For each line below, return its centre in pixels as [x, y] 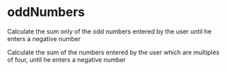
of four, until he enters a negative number [67, 59]
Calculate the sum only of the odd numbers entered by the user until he [110, 31]
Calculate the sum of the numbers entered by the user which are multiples [113, 52]
